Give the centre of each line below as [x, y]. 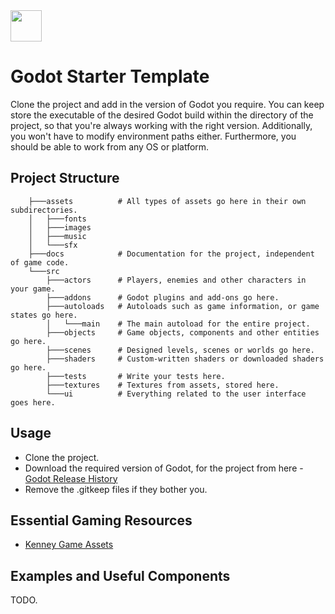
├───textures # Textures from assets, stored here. [163, 385]
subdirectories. [44, 210]
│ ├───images [60, 227]
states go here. [44, 315]
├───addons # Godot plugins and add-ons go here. [163, 297]
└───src [44, 271]
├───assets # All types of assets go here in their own [167, 201]
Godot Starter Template [110, 76]
